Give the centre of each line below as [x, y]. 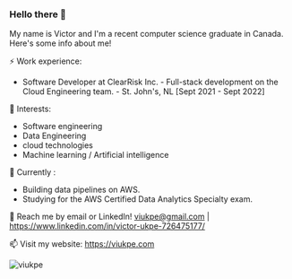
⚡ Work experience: [46, 61]
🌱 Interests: [30, 109]
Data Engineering [54, 136]
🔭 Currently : [33, 172]
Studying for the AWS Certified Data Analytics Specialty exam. [137, 199]
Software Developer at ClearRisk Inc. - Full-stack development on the [150, 82]
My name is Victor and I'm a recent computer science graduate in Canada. [146, 34]
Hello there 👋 [38, 14]
